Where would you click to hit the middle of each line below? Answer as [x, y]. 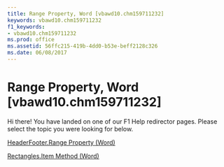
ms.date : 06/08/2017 [37, 53]
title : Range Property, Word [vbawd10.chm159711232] [86, 14]
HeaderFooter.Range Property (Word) [61, 142]
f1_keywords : [26, 27]
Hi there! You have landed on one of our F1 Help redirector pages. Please [112, 121]
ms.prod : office [31, 40]
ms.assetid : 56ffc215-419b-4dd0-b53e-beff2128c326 [83, 46]
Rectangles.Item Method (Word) [53, 156]
